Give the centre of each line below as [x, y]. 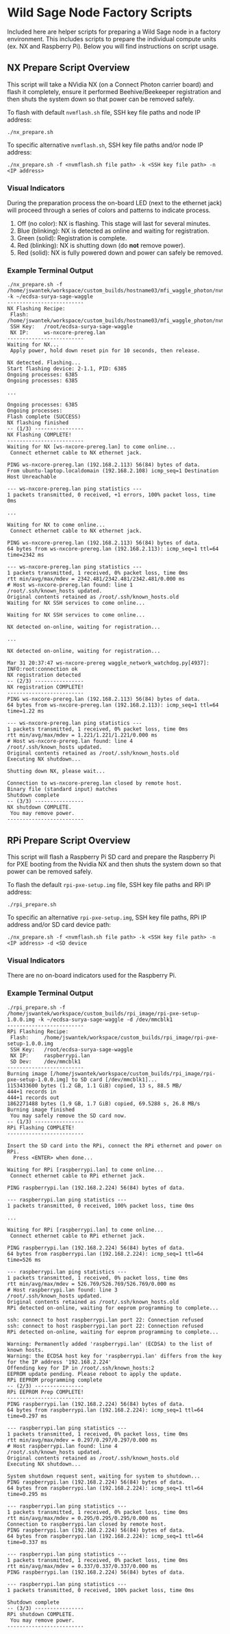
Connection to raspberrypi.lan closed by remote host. [87, 1524]
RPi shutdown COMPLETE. [41, 1614]
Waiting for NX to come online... [56, 525]
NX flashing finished [38, 423]
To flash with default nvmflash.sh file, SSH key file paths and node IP [104, 112]
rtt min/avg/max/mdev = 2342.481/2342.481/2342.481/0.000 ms [96, 579]
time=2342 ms [26, 555]
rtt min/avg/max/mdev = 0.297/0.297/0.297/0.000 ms [82, 1440]
